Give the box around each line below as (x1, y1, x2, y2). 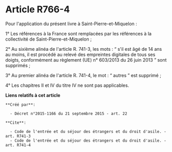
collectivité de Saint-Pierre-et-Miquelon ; (5, 36, 92, 42)
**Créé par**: (5, 102, 36, 107)
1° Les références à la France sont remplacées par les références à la (5, 30, 152, 36)
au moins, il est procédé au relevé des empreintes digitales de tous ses (5, 51, 156, 58)
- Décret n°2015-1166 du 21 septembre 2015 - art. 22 (10, 111, 127, 116)
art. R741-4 (5, 142, 31, 147)
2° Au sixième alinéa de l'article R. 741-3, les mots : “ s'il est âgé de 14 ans (5, 46, 162, 52)
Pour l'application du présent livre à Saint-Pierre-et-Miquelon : (5, 21, 138, 27)
